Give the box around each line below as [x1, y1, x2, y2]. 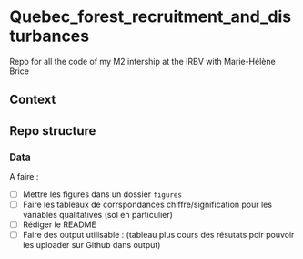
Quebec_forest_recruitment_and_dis [9, 6, 292, 27]
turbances [9, 26, 89, 47]
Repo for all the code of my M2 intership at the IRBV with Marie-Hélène [9, 56, 276, 67]
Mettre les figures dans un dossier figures [22, 189, 182, 200]
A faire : [9, 171, 39, 182]
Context [9, 92, 56, 108]
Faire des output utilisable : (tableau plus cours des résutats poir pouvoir [22, 230, 295, 241]
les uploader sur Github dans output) [22, 240, 161, 251]
